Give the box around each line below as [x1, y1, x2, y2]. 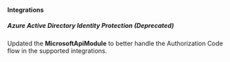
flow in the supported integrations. [7, 46, 108, 55]
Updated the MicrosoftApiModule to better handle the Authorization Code [7, 39, 224, 47]
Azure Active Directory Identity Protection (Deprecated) [7, 22, 174, 30]
